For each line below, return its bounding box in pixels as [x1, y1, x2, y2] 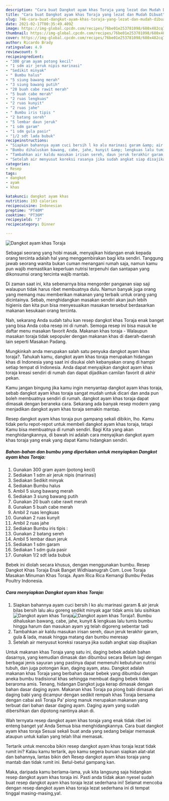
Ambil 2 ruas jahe [13, 520, 49, 526]
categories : [6, 161, 31, 166]
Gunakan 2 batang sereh [13, 530, 64, 536]
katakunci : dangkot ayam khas [6, 194, 69, 199]
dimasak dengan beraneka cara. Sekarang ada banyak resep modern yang [6, 401, 160, 407]
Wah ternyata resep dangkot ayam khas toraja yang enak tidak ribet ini [6, 717, 151, 723]
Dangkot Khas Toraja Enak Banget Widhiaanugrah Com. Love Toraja [6, 567, 146, 573]
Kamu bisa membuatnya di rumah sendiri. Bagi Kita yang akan [6, 426, 134, 432]
